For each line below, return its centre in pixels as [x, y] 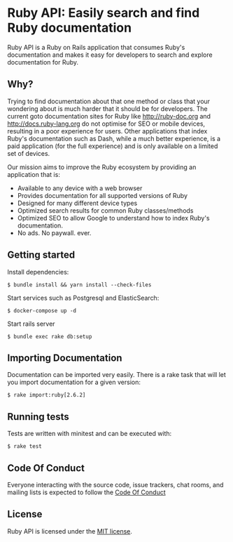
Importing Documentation [65, 358]
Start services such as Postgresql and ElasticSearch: [83, 298]
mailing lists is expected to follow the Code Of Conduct [86, 492]
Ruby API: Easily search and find [104, 13]
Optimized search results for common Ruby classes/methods [105, 210]
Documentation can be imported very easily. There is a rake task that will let [116, 375]
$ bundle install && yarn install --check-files [79, 285]
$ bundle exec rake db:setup [50, 336]
